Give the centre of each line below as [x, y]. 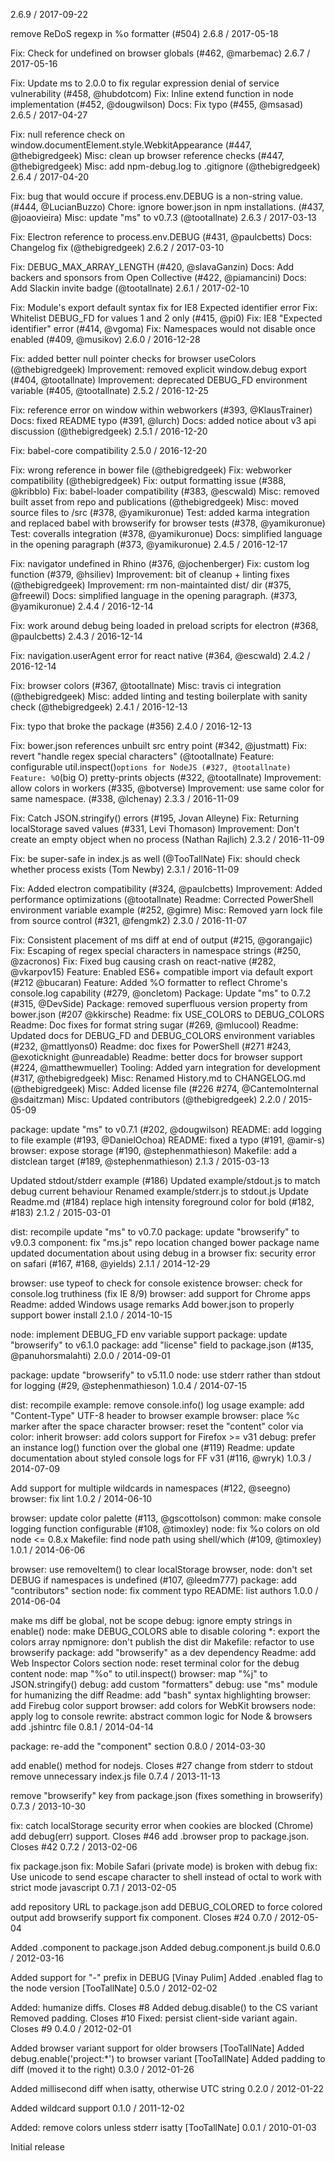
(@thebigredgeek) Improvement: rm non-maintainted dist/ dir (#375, [151, 585]
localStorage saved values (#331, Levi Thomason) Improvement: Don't [155, 828]
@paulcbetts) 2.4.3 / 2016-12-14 [76, 636]
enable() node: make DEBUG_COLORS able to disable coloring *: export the [165, 1631]
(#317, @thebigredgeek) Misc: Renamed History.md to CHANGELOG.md [158, 1078]
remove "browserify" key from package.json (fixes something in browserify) [167, 1795]
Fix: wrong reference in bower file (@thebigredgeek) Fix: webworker [151, 470]
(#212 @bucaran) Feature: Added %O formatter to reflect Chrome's [149, 982]
